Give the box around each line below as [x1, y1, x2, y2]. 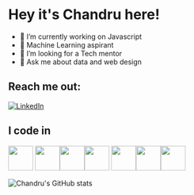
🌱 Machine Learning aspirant [19, 40, 114, 49]
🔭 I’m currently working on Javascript [19, 32, 143, 41]
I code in [8, 124, 51, 138]
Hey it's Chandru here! [8, 6, 160, 24]
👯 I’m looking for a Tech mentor [19, 48, 123, 58]
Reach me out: [8, 80, 82, 94]
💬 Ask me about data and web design [19, 57, 143, 67]
